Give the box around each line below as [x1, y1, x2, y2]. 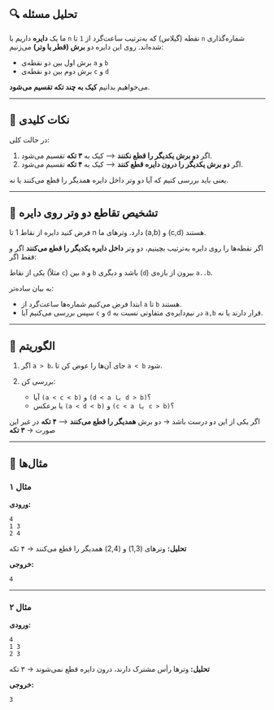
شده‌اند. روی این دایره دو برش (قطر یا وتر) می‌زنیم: [9, 41, 164, 51]
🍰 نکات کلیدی [9, 113, 70, 127]
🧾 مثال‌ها [9, 456, 48, 470]
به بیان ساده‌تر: [9, 284, 54, 294]
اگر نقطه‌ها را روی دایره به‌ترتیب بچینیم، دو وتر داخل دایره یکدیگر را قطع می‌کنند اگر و [9, 243, 263, 253]
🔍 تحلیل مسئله [9, 7, 78, 21]
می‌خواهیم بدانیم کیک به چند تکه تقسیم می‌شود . [9, 81, 150, 92]
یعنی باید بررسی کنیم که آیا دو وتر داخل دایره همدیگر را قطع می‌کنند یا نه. [9, 175, 228, 185]
